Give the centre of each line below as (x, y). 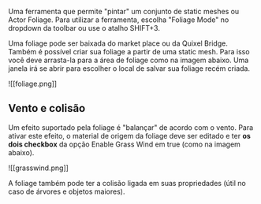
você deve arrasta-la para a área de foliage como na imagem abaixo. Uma (129, 60)
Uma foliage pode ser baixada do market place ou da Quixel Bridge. (118, 43)
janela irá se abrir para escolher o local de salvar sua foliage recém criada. (129, 69)
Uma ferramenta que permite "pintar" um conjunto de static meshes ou (124, 11)
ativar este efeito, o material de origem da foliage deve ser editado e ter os (129, 135)
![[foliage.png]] (33, 83)
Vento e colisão (47, 108)
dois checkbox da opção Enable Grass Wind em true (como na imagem (124, 144)
